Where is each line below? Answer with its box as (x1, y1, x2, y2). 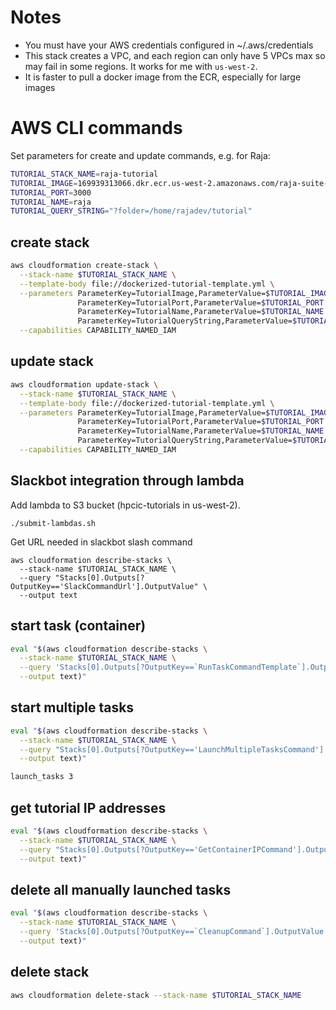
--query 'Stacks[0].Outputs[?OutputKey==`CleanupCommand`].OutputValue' (19, 927, 329, 937)
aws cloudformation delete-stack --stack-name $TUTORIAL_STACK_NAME (10, 990, 302, 1000)
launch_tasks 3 (10, 772, 74, 782)
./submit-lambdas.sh (10, 518, 97, 528)
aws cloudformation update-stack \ (10, 379, 159, 390)
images (24, 81, 56, 93)
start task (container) (10, 617, 147, 635)
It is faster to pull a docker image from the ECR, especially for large (24, 71, 302, 83)
